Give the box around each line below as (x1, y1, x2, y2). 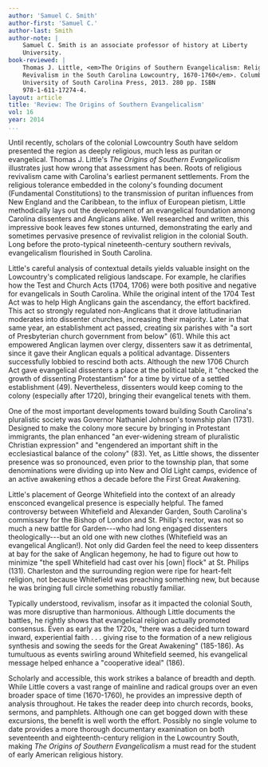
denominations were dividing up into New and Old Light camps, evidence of (8, 465, 258, 475)
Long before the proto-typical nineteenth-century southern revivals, (8, 239, 231, 248)
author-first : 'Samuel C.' (8, 19, 98, 27)
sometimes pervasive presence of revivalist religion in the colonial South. (8, 231, 249, 240)
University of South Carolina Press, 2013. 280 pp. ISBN (22, 78, 216, 86)
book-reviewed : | (8, 57, 66, 65)
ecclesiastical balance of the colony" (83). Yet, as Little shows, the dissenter (8, 448, 259, 458)
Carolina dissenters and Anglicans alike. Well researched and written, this (8, 213, 250, 224)
